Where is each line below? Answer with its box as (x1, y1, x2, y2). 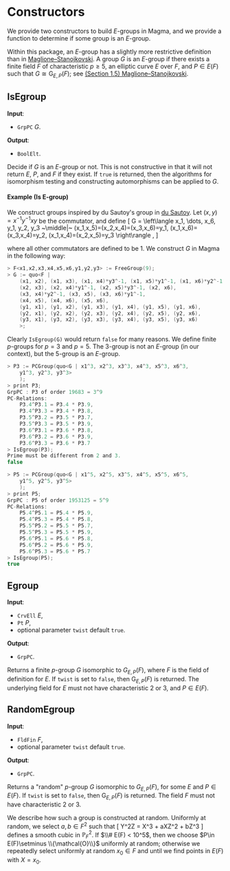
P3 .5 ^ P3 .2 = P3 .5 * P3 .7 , (19, 414, 94, 421)
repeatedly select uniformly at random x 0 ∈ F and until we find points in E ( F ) (7, 847, 224, 857)
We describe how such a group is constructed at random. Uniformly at (7, 814, 206, 822)
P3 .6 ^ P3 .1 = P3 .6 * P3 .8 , (19, 427, 94, 434)
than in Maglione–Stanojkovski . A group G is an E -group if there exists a (7, 54, 210, 63)
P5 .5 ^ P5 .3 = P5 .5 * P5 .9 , (19, 529, 94, 536)
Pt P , (16, 619, 32, 627)
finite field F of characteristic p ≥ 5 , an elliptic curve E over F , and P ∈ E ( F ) (7, 62, 219, 70)
